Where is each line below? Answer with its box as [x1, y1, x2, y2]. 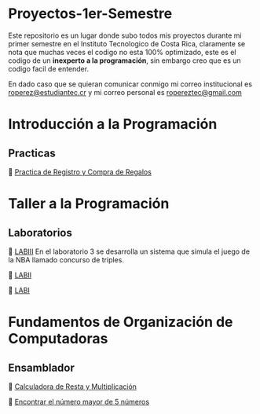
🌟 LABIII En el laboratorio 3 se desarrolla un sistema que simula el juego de [8, 247, 250, 256]
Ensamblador [8, 361, 75, 374]
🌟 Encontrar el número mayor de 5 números [8, 397, 150, 406]
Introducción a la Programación [8, 115, 218, 134]
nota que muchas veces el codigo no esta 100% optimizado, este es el [8, 47, 236, 57]
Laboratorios [8, 225, 72, 240]
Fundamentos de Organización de [8, 313, 233, 331]
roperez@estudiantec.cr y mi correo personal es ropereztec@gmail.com [8, 87, 242, 97]
